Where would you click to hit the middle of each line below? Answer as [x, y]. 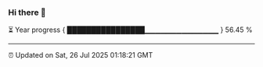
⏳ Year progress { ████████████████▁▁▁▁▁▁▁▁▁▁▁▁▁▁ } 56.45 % [130, 30]
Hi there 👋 [27, 12]
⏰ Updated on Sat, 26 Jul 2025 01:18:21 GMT [81, 55]
